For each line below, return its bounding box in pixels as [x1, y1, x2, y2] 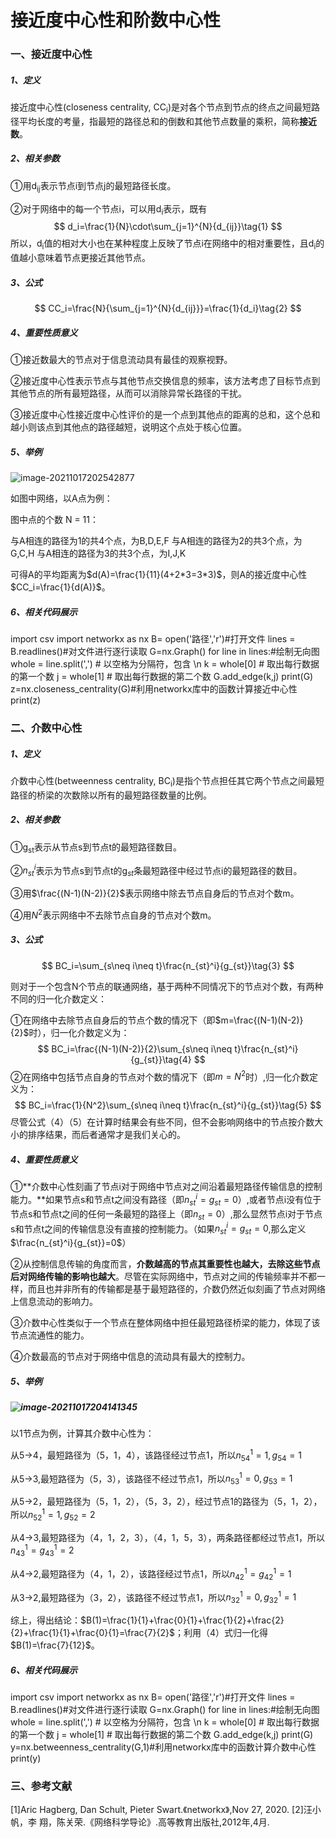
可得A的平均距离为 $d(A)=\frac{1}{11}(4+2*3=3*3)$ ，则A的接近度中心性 [10, 569, 308, 581]
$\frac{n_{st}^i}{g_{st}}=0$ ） [10, 1236, 132, 1248]
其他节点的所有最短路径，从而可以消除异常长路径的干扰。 [10, 387, 247, 400]
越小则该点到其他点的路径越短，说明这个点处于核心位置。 [10, 421, 247, 433]
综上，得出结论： [10, 1614, 81, 1626]
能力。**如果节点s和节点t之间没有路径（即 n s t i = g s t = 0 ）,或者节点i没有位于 [10, 1192, 322, 1208]
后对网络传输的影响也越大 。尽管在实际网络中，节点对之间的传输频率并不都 [10, 1270, 317, 1282]
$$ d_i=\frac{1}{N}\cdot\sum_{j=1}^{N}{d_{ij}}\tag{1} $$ [53, 221, 283, 233]
